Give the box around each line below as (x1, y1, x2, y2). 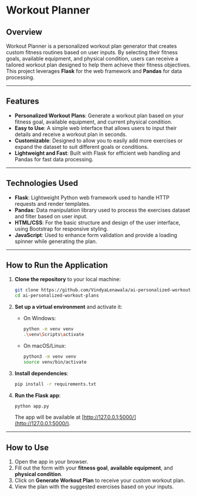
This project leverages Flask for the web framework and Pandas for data (6, 68, 182, 74)
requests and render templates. (14, 200, 91, 207)
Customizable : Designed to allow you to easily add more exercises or (14, 137, 183, 144)
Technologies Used (6, 178, 78, 188)
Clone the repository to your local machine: (14, 276, 121, 283)
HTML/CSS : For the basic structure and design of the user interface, (14, 219, 181, 226)
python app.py (14, 403, 49, 409)
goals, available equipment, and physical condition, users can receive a (6, 55, 179, 62)
